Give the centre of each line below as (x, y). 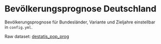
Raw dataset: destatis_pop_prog (37, 36)
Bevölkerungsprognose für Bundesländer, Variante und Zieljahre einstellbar (80, 22)
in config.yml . (19, 27)
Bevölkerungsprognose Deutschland (80, 9)
